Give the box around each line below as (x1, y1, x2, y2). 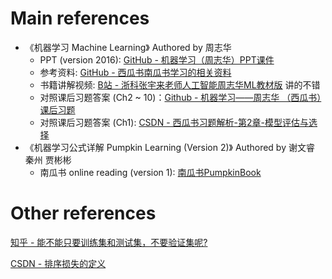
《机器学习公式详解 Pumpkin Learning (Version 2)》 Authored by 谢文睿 (24, 141, 315, 153)
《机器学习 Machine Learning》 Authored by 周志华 (24, 41, 232, 53)
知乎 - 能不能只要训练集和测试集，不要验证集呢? (10, 236, 208, 248)
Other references (10, 202, 157, 225)
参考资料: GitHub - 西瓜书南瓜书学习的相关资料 (39, 66, 232, 78)
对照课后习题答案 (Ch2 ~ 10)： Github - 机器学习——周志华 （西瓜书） (39, 91, 322, 103)
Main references (10, 7, 150, 30)
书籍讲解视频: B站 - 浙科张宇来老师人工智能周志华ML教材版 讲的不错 (39, 78, 321, 91)
